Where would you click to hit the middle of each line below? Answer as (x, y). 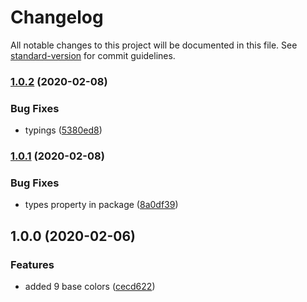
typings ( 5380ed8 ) (63, 130)
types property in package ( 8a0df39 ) (101, 205)
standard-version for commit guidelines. (93, 55)
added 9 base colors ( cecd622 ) (90, 287)
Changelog (57, 17)
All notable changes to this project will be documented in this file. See (154, 45)
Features (32, 264)
